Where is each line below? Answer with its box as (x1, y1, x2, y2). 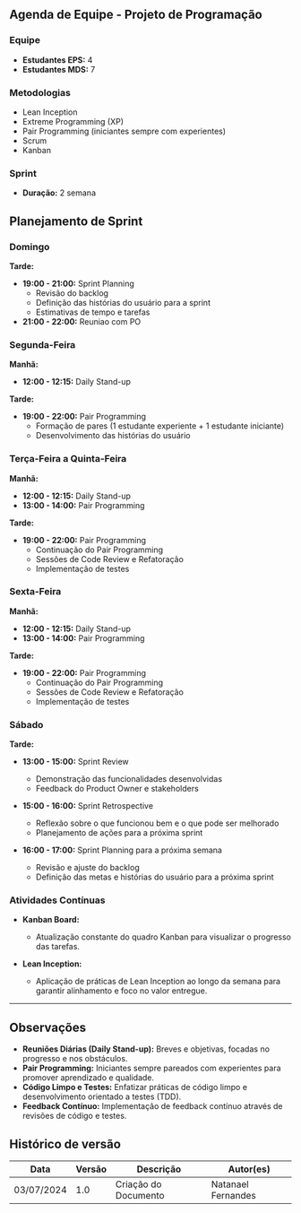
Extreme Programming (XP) (21, 116, 124, 126)
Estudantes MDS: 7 (21, 64, 96, 74)
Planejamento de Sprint (9, 213, 143, 229)
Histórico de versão (9, 1136, 121, 1151)
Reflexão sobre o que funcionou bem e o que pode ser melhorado (35, 818, 279, 828)
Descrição (136, 1163, 182, 1175)
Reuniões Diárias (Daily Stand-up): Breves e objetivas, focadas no (21, 1044, 271, 1054)
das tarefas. (35, 941, 81, 952)
